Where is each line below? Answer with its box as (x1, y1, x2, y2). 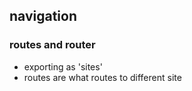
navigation (9, 8, 77, 25)
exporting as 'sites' (23, 60, 103, 73)
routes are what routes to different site (23, 71, 182, 83)
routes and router (9, 38, 96, 52)
